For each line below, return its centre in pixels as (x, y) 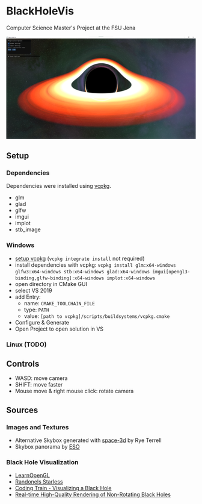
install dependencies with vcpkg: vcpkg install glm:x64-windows (95, 265)
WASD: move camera (41, 378)
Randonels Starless (39, 482)
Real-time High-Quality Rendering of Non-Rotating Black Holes (93, 494)
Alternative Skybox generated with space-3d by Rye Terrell (88, 440)
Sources (22, 410)
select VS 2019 (33, 290)
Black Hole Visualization (42, 462)
